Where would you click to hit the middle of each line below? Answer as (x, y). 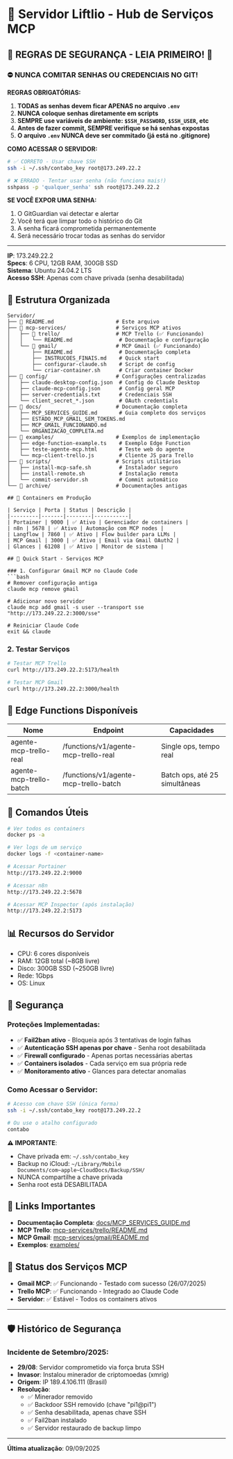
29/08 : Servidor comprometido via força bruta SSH (90, 1367)
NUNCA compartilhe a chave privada (70, 1177)
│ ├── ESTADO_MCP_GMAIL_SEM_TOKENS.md (67, 419)
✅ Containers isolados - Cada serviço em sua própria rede (102, 1063)
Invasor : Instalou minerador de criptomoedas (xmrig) (93, 1374)
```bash (18, 577)
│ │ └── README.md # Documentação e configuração (108, 340)
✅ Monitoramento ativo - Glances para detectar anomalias (102, 1071)
